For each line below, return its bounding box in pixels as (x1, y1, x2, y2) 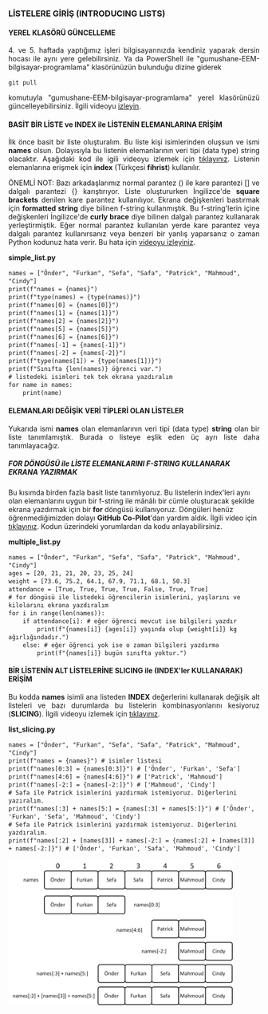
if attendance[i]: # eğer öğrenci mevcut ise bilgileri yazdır (22, 617, 238, 625)
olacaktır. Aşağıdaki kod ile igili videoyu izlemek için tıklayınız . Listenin (8, 154, 260, 164)
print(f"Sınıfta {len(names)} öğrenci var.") (8, 365, 162, 373)
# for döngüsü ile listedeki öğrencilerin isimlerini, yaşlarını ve (8, 593, 241, 602)
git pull (8, 79, 37, 87)
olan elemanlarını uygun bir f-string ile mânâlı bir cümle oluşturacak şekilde (8, 495, 255, 506)
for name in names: (8, 381, 73, 389)
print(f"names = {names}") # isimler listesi (8, 756, 162, 765)
